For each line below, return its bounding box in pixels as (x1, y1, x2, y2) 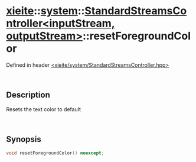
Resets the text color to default (6, 105, 81, 113)
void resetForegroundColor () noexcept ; (6, 150, 104, 156)
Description (6, 90, 50, 100)
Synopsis (6, 134, 41, 144)
